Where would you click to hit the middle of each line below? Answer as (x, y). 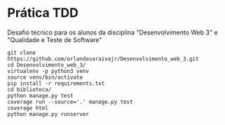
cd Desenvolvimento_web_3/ (47, 65)
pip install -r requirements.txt (56, 83)
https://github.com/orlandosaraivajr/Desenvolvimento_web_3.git (103, 59)
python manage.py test (40, 96)
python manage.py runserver (48, 114)
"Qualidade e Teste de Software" (55, 39)
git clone (22, 53)
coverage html (28, 108)
